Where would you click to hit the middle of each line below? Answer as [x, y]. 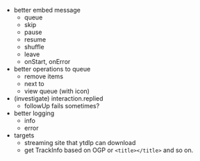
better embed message [47, 10]
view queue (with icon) [57, 91]
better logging [34, 113]
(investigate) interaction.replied [58, 99]
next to [34, 84]
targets [24, 135]
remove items [44, 76]
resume [35, 40]
